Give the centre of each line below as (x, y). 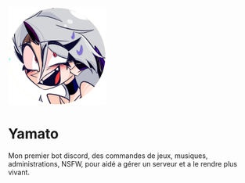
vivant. (19, 172)
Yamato (33, 134)
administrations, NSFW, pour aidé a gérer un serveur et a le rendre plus (122, 163)
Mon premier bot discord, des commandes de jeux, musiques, (108, 156)
